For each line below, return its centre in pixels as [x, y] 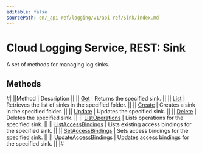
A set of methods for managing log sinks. [58, 65]
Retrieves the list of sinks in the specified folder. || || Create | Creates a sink [101, 105]
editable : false [27, 12]
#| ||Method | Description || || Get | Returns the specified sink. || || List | [96, 99]
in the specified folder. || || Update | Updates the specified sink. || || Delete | [101, 112]
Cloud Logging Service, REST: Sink [96, 48]
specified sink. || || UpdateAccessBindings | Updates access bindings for [98, 137]
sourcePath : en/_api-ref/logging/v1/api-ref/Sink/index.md [83, 18]
